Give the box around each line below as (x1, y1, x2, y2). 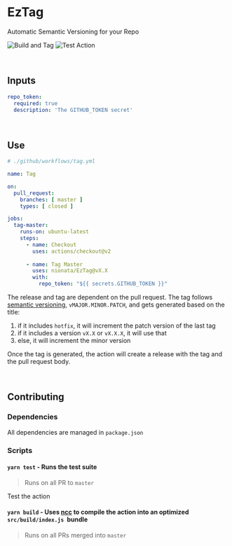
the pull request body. (7, 358, 71, 366)
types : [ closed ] (20, 202, 74, 210)
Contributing (7, 391, 64, 403)
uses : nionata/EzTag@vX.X (32, 267, 109, 274)
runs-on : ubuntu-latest (20, 228, 90, 235)
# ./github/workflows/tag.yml (7, 158, 96, 165)
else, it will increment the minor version (17, 337, 131, 345)
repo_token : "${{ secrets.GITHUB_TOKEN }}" (38, 281, 168, 288)
